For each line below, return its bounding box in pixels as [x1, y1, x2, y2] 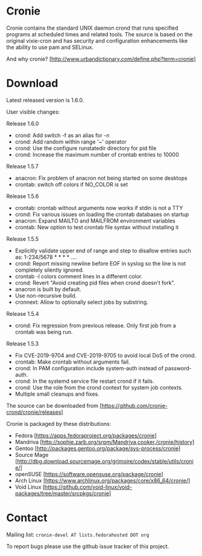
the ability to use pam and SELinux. [6, 44, 94, 51]
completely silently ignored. [14, 266, 84, 273]
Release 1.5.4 [6, 310, 39, 317]
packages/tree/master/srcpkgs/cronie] [14, 489, 112, 497]
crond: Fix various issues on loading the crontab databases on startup [14, 211, 189, 218]
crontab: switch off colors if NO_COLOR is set [14, 180, 128, 188]
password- [165, 364, 192, 371]
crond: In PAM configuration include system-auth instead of [14, 364, 164, 371]
